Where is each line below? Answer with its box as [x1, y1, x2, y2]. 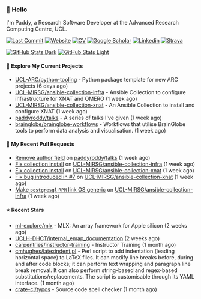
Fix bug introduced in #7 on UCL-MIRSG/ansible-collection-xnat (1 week [14, 173, 194, 180]
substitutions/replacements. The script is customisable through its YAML [14, 273, 195, 280]
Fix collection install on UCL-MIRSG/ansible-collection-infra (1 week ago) [14, 160, 196, 168]
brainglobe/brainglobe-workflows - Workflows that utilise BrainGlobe [14, 120, 186, 128]
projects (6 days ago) [14, 82, 68, 89]
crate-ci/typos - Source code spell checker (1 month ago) [14, 285, 157, 293]
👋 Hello [6, 5, 28, 14]
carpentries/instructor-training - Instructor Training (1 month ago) [14, 241, 176, 248]
